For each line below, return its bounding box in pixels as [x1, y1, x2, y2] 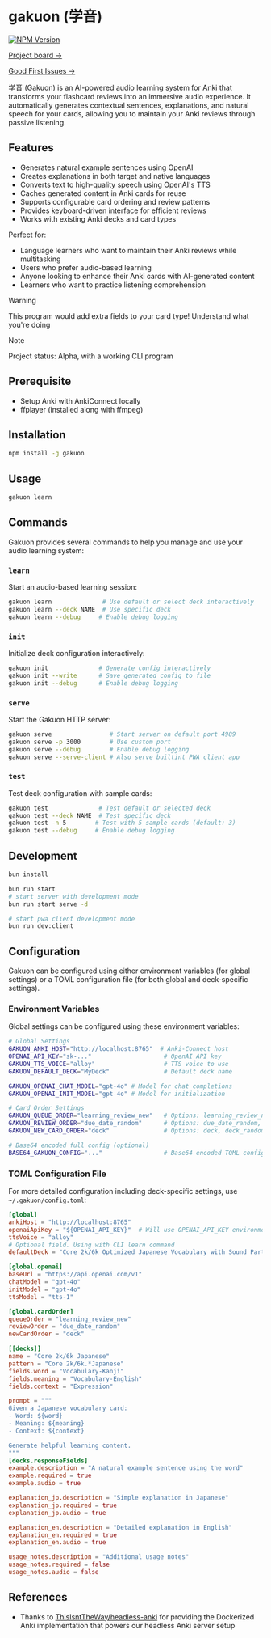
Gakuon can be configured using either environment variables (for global [8, 966, 251, 976]
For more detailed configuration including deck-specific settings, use [8, 1187, 238, 1196]
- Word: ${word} [8, 1412, 63, 1420]
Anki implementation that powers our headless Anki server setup [19, 1620, 236, 1630]
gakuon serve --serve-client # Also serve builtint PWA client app [8, 753, 240, 761]
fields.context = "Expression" [8, 1382, 114, 1390]
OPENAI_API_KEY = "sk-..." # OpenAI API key [8, 1052, 222, 1060]
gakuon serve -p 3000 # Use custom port [8, 738, 172, 746]
